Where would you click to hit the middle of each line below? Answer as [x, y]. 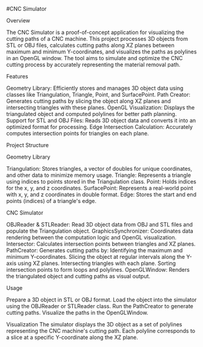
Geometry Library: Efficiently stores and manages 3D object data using [95, 88]
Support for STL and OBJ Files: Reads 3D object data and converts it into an [101, 120]
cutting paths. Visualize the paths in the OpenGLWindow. [77, 313]
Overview [18, 20]
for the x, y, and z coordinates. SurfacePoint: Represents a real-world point [100, 188]
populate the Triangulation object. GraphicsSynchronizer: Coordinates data [100, 231]
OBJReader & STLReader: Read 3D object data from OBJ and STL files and [99, 225]
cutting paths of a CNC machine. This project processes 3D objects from [97, 39]
